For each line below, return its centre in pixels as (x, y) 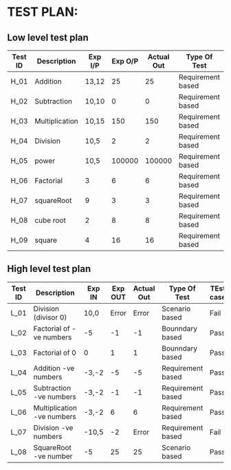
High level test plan (49, 269)
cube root (50, 220)
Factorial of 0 (55, 353)
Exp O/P (125, 61)
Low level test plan (48, 38)
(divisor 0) (50, 317)
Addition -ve (54, 368)
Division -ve (53, 427)
